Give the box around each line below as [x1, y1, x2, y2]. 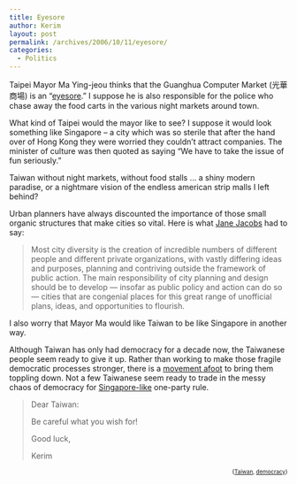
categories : [9, 46, 53, 55]
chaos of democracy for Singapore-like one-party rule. [9, 382, 209, 392]
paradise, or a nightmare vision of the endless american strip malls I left [9, 182, 270, 192]
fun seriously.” [9, 156, 62, 165]
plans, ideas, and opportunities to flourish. [30, 301, 186, 311]
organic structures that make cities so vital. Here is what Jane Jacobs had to [9, 218, 288, 228]
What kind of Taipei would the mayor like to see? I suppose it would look [9, 118, 272, 128]
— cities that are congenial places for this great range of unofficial [30, 291, 272, 302]
